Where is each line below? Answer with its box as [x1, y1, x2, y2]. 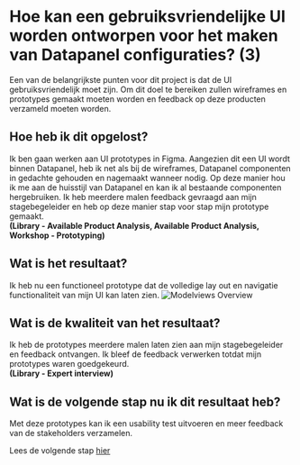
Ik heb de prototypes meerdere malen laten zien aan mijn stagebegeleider [9, 340, 284, 351]
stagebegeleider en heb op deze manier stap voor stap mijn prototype [9, 201, 269, 212]
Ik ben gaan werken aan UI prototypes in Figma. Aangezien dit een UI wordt [9, 153, 290, 164]
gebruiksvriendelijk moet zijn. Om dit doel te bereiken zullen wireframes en [9, 84, 287, 95]
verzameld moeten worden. [9, 103, 112, 114]
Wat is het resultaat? [9, 256, 128, 271]
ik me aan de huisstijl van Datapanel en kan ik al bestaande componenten [9, 182, 282, 193]
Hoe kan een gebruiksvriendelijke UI [9, 6, 286, 27]
